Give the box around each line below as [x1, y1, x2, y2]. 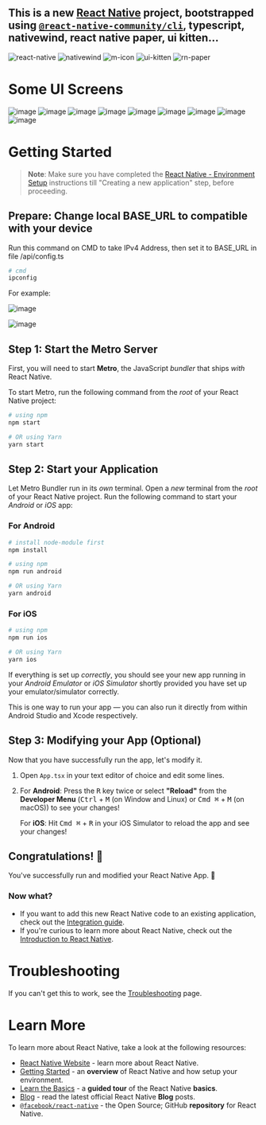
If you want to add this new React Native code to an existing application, [19, 908, 256, 918]
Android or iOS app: [8, 501, 73, 510]
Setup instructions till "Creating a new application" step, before [27, 178, 234, 187]
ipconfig [8, 274, 37, 282]
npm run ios [8, 634, 48, 642]
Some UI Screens [8, 80, 124, 98]
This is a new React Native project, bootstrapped [8, 6, 254, 20]
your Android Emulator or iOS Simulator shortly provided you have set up [8, 678, 248, 688]
